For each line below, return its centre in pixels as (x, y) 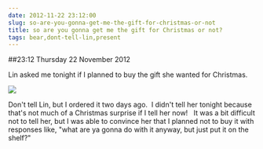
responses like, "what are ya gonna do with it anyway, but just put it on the (128, 129)
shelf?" (20, 138)
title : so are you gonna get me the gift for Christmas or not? (115, 30)
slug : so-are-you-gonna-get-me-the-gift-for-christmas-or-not (112, 23)
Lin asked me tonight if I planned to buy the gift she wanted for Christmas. (128, 74)
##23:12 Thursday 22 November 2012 (69, 60)
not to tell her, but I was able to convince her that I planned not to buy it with (131, 122)
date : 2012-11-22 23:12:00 (52, 15)
